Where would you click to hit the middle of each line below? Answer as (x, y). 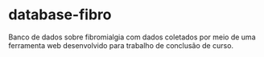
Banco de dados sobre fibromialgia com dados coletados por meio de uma (132, 37)
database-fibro (60, 15)
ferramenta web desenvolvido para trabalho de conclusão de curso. (121, 45)
